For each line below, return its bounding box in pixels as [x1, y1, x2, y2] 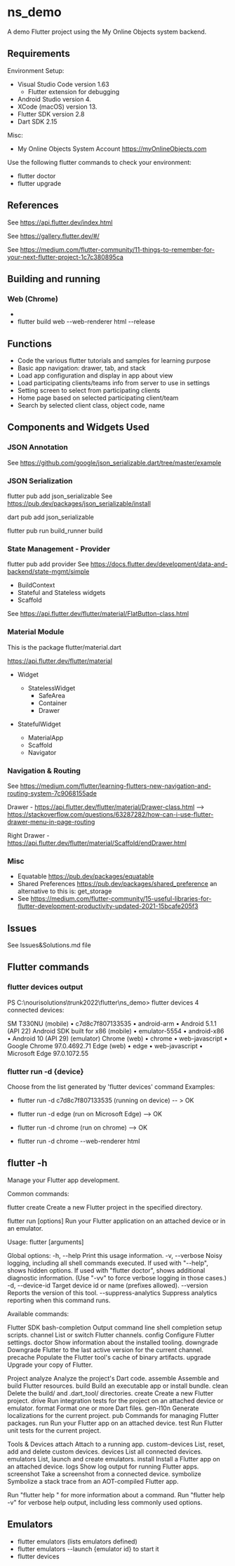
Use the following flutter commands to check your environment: [7, 158, 192, 166]
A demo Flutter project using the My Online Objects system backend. [7, 27, 207, 36]
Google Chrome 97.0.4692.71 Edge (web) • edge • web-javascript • [7, 1041, 203, 1050]
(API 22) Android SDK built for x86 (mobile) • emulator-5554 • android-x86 [7, 1026, 224, 1035]
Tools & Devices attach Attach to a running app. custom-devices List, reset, [7, 1440, 225, 1448]
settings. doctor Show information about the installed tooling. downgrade [7, 1338, 219, 1346]
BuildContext [17, 581, 55, 589]
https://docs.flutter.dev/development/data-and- [90, 560, 228, 568]
